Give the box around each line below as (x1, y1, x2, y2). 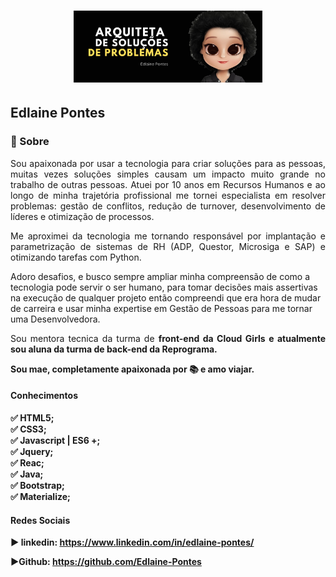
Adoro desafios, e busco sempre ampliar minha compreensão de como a (10, 270, 311, 282)
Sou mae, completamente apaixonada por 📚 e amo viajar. (10, 363, 255, 375)
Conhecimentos (10, 390, 78, 402)
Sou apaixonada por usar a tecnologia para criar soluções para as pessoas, (10, 157, 326, 169)
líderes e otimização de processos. (10, 210, 155, 222)
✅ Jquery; (10, 445, 54, 457)
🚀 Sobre (10, 135, 50, 149)
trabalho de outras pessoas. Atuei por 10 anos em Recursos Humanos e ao (10, 178, 326, 190)
